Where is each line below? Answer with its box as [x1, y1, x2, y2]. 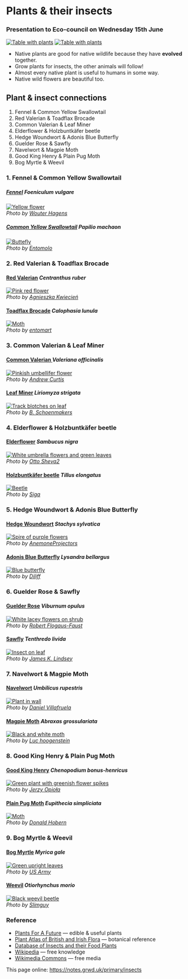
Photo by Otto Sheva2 [6, 457, 60, 465]
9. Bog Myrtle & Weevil [6, 834, 73, 842]
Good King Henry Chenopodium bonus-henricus [6, 767, 128, 774]
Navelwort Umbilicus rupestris [6, 684, 83, 692]
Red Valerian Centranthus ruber [6, 274, 86, 281]
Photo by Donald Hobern [6, 819, 67, 826]
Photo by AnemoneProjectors [6, 540, 78, 547]
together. [14, 56, 37, 63]
